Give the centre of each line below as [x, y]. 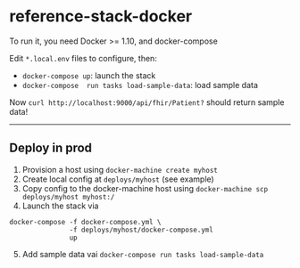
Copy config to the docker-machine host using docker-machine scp [145, 188]
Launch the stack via [60, 206]
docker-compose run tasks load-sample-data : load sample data [140, 85]
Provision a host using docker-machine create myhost [120, 169]
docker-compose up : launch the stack [89, 75]
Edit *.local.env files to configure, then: [83, 58]
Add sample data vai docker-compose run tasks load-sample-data [143, 254]
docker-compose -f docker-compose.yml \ [86, 222]
